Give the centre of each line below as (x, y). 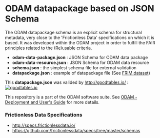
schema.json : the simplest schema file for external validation (74, 68)
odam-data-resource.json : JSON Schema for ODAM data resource (80, 62)
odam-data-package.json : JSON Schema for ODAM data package (80, 57)
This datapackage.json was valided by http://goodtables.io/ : (67, 82)
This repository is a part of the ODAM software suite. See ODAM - (71, 97)
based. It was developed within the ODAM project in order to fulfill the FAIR (80, 42)
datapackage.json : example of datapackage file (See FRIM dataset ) (81, 73)
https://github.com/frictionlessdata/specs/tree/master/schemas (76, 131)
